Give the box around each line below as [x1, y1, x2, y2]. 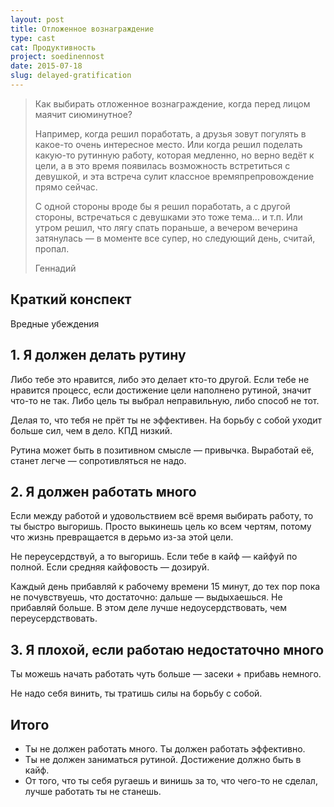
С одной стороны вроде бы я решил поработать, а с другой [34, 200, 291, 212]
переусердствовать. [10, 612, 98, 625]
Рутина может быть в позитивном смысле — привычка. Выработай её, [10, 444, 315, 456]
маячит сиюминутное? [34, 108, 133, 120]
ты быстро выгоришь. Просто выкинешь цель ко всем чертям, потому [10, 521, 312, 533]
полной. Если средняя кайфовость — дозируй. [10, 561, 210, 573]
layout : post [10, 14, 65, 25]
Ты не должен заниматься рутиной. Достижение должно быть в [24, 753, 302, 765]
